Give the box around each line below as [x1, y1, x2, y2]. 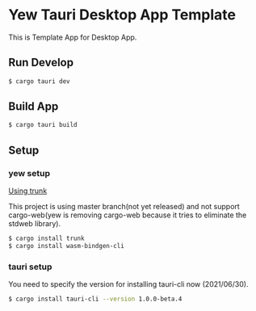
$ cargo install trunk [8, 234, 85, 242]
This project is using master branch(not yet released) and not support [8, 202, 240, 211]
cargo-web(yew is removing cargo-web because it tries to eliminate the [8, 210, 247, 220]
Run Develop [8, 56, 74, 69]
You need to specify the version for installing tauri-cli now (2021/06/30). [8, 279, 249, 289]
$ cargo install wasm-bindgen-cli [8, 242, 125, 250]
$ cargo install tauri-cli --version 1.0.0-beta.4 [8, 295, 183, 304]
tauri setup [8, 261, 52, 272]
